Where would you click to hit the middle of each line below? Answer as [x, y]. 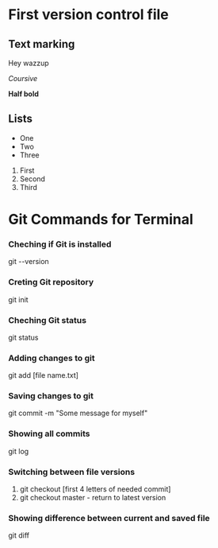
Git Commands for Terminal [101, 220]
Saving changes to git [51, 396]
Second [33, 179]
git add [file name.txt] [44, 375]
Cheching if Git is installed [60, 244]
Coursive [23, 78]
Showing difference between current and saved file [109, 518]
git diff [19, 535]
